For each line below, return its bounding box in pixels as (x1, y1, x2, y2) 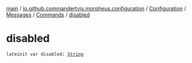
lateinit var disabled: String (6, 51, 84, 57)
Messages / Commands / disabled (6, 11, 90, 18)
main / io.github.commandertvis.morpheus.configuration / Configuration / (6, 5, 186, 12)
